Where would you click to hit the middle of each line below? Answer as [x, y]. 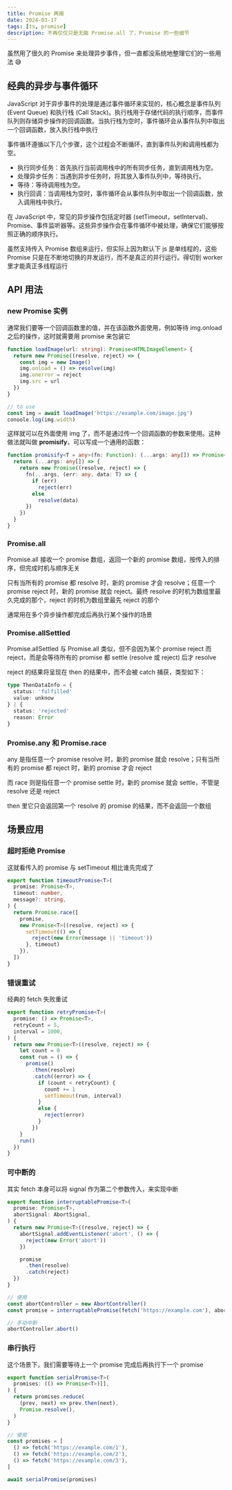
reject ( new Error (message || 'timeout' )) [93, 938]
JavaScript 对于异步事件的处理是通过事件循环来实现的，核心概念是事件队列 [114, 104]
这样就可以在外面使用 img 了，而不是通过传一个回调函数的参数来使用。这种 [114, 434]
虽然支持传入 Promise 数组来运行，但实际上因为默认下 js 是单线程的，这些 [112, 249]
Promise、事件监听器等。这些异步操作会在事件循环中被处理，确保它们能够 [113, 226]
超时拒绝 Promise [36, 851]
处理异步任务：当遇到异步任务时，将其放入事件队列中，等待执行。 [111, 176]
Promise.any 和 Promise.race [57, 743]
